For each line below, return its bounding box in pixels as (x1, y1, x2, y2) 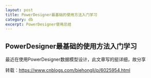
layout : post (5, 7, 33, 13)
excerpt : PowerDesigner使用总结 (5, 21, 72, 27)
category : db (5, 17, 33, 22)
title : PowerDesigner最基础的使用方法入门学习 (5, 12, 98, 17)
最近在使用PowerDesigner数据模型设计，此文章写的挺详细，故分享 (5, 57, 146, 63)
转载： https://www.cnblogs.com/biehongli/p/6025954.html (5, 67, 130, 73)
